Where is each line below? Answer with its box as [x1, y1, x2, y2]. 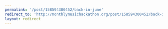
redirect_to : [5, 12, 32, 17]
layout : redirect [5, 16, 41, 21]
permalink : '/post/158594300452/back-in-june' [5, 7, 104, 12]
